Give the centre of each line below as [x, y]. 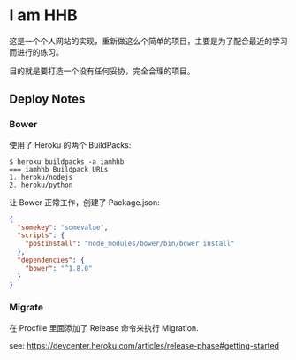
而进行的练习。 [36, 52]
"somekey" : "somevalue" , [63, 227]
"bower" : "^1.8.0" [59, 268]
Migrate [27, 308]
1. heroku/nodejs [41, 177]
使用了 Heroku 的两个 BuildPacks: [70, 145]
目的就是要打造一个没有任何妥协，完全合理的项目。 [102, 71]
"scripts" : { [41, 235]
